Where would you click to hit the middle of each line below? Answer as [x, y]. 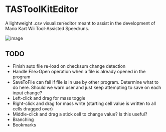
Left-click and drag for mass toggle [49, 98]
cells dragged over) [33, 108]
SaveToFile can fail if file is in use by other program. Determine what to [86, 82]
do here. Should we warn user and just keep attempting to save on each [87, 87]
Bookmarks [24, 124]
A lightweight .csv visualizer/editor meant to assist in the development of [80, 23]
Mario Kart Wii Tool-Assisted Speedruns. [47, 28]
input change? [27, 93]
